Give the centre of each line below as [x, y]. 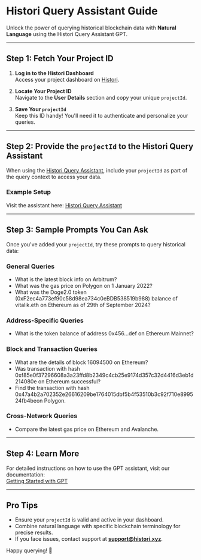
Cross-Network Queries [42, 416]
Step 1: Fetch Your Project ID [60, 59]
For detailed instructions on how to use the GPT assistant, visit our [88, 468]
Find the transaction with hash [52, 388]
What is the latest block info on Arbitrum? [66, 279]
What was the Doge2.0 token [51, 292]
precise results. [34, 532]
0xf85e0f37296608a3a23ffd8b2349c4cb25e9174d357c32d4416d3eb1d [104, 375]
